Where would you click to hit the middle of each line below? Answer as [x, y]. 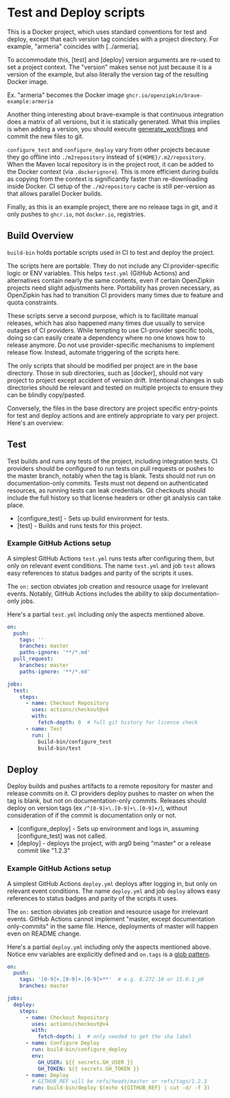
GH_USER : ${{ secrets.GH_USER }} [85, 1062]
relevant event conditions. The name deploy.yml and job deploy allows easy [114, 891]
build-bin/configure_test [74, 741]
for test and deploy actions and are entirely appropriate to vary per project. [113, 415]
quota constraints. [33, 302]
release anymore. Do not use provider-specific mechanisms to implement [111, 345]
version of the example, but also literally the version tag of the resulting [108, 74]
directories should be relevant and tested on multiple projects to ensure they [115, 388]
